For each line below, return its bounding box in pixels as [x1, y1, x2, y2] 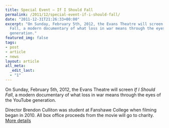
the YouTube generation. [5, 97, 56, 103]
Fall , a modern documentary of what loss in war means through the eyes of [5, 91, 161, 98]
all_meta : [5, 63, 26, 68]
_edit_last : [10, 68, 35, 73]
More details [5, 117, 31, 123]
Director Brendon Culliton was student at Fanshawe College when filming [5, 106, 157, 113]
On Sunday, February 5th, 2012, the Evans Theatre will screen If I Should [5, 86, 155, 92]
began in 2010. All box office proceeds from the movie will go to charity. [5, 112, 154, 118]
